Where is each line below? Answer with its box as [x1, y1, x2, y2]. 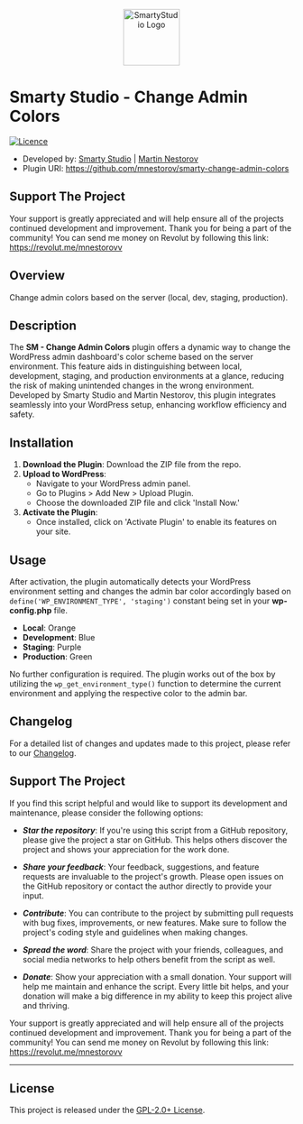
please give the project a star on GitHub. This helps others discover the [22, 834, 288, 845]
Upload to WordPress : [22, 469, 106, 480]
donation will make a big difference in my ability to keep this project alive [22, 990, 293, 1001]
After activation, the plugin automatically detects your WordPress [9, 576, 251, 586]
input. [22, 889, 44, 901]
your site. [35, 526, 71, 537]
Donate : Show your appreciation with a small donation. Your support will [22, 971, 292, 982]
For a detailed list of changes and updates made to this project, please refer [9, 738, 291, 749]
